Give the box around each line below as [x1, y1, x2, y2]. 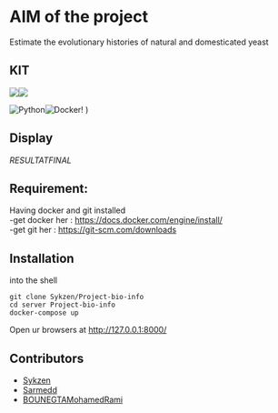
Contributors [9, 350, 84, 366]
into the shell [9, 275, 58, 286]
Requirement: [9, 180, 89, 196]
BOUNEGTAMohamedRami [22, 394, 124, 405]
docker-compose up [9, 308, 79, 317]
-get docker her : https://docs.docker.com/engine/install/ [9, 215, 223, 226]
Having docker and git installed [9, 205, 126, 216]
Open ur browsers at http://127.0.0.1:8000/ [9, 325, 167, 336]
